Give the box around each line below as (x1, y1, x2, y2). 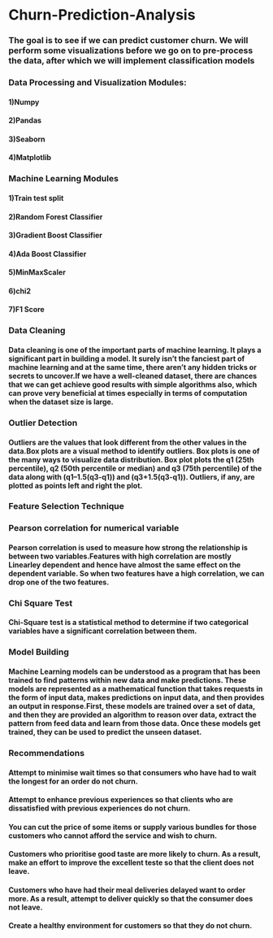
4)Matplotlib (8, 153, 51, 163)
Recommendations (8, 747, 85, 758)
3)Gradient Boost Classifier (8, 230, 103, 241)
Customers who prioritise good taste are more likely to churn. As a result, (8, 849, 261, 859)
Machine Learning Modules (8, 173, 119, 185)
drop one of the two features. (8, 577, 110, 587)
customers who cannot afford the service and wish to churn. (8, 831, 218, 840)
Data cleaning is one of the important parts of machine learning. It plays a (8, 345, 262, 354)
